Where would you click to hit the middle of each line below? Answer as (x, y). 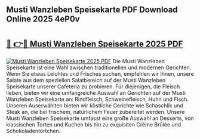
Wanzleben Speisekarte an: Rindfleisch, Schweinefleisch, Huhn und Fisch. (98, 99)
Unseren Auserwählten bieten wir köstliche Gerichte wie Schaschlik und (95, 106)
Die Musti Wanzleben (139, 61)
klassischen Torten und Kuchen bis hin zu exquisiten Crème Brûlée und (94, 124)
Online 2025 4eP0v (43, 19)
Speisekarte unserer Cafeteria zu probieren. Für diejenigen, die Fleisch (93, 87)
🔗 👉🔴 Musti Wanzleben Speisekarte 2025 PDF (95, 44)
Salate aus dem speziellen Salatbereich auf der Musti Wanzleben (86, 80)
